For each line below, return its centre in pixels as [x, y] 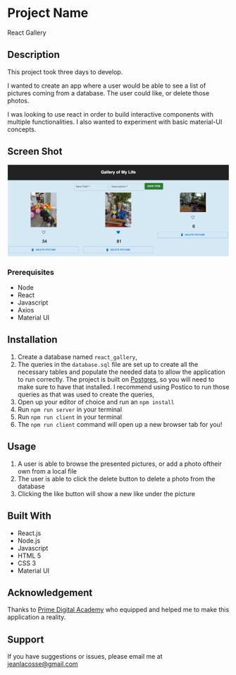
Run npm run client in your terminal [69, 417]
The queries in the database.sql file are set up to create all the [108, 364]
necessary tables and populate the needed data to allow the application [121, 372]
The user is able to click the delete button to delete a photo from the [116, 479]
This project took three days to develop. [65, 71]
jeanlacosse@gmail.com [43, 664]
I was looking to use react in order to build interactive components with [110, 114]
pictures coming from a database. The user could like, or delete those [108, 93]
